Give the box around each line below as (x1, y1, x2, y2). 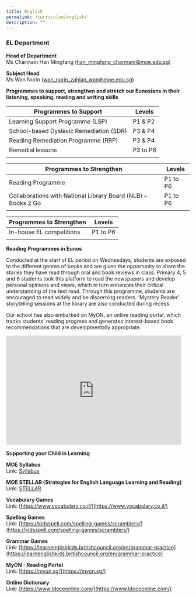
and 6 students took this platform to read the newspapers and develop (6, 275, 176, 282)
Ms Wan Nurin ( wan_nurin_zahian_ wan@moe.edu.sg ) (6, 76, 134, 83)
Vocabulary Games (6, 496, 54, 503)
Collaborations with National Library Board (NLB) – (9, 192, 148, 200)
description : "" (6, 19, 45, 25)
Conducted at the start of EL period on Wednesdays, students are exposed (6, 256, 186, 264)
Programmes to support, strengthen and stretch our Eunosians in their (6, 87, 180, 94)
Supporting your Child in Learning (6, 449, 90, 457)
